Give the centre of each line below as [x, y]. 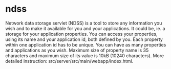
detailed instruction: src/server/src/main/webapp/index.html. [69, 61]
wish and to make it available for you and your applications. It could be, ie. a [85, 28]
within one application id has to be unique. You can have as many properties [86, 44]
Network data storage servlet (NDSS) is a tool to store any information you [84, 23]
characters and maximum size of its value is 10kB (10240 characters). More [85, 55]
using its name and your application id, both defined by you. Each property [84, 39]
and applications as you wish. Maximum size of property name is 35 [77, 50]
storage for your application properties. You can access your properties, [81, 34]
